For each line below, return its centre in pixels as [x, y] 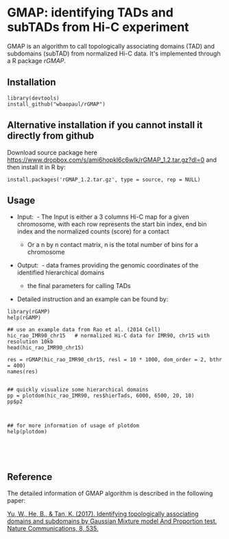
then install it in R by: [37, 167]
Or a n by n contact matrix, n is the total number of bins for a [113, 245]
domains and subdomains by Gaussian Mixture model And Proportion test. [112, 521]
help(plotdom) [27, 432]
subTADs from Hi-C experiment [98, 27]
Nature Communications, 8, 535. [53, 529]
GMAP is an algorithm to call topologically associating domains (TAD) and [111, 46]
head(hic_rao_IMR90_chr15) [46, 348]
